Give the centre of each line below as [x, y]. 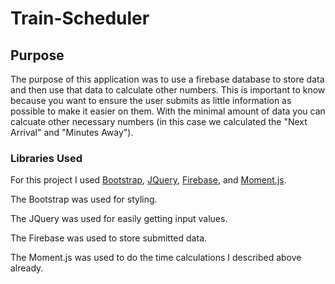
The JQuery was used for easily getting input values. [119, 219]
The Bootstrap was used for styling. [84, 199]
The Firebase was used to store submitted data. [109, 238]
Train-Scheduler [80, 18]
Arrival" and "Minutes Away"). [72, 132]
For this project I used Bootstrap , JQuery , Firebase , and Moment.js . [148, 180]
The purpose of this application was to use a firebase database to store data [167, 79]
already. [27, 268]
